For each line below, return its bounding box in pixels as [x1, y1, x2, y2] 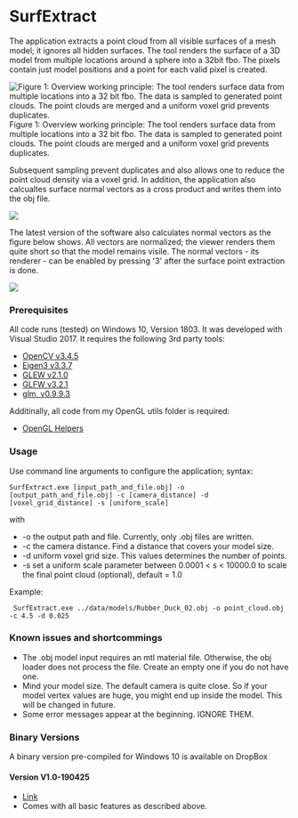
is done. [9, 264, 39, 275]
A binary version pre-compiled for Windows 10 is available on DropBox [9, 751, 269, 762]
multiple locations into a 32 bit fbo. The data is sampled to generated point [9, 128, 283, 139]
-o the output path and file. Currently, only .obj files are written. [21, 531, 254, 542]
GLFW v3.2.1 [21, 379, 68, 390]
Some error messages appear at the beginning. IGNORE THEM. [21, 709, 254, 719]
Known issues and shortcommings [9, 632, 163, 644]
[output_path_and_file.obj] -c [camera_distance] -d [9, 490, 209, 499]
